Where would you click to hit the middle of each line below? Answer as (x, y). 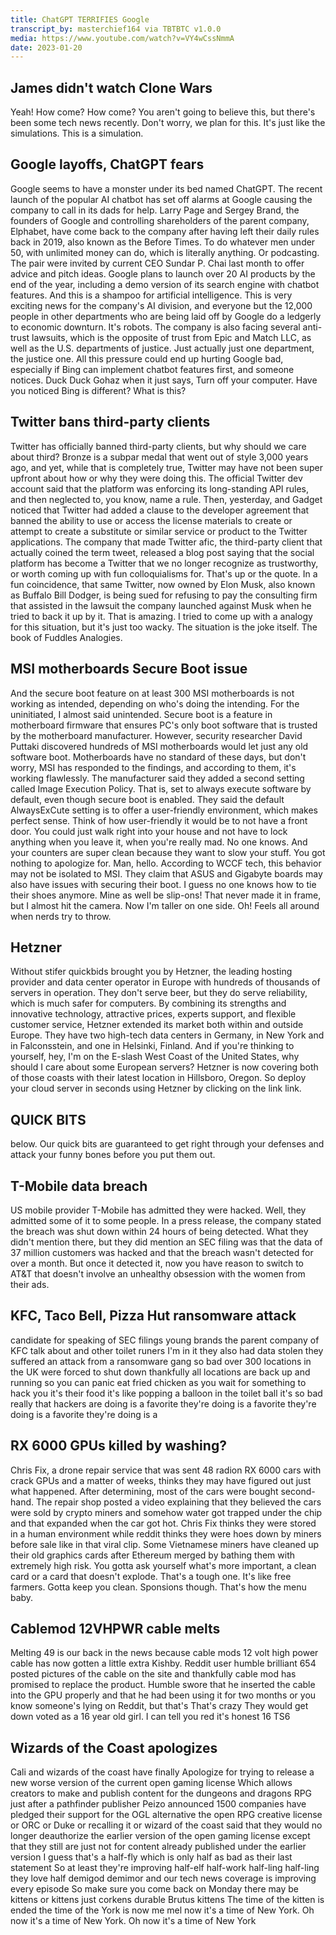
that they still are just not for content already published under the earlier (158, 1847)
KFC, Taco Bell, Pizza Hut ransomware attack (153, 1316)
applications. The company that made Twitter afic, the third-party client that (166, 542)
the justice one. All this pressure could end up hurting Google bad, (147, 358)
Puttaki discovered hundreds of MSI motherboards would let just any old (159, 746)
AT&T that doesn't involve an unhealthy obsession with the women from (158, 1273)
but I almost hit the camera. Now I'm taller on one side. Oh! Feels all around (165, 905)
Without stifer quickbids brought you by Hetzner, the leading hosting (151, 972)
